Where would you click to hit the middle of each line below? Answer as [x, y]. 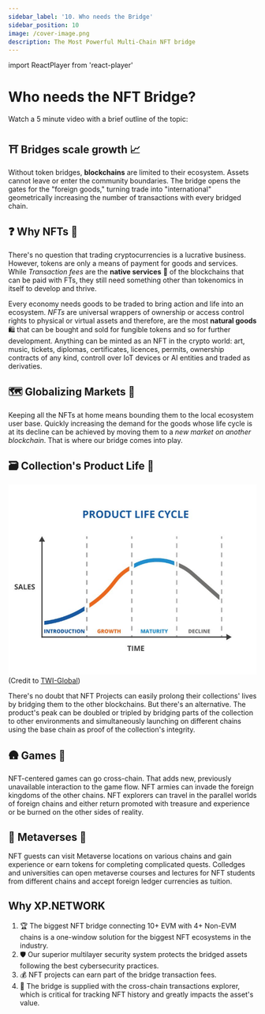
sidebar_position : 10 [44, 25]
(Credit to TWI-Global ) [45, 681]
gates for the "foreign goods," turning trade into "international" [110, 189]
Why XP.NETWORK [57, 906]
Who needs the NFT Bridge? [102, 97]
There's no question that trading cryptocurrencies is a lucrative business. [127, 255]
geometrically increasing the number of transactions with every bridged [125, 197]
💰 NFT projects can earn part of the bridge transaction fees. [118, 974]
